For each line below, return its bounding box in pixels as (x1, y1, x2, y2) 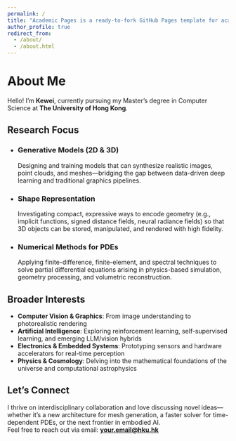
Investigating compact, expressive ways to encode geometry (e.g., (17, 209, 211, 218)
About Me (7, 73, 66, 89)
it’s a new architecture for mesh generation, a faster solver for (32, 410, 212, 419)
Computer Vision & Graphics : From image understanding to (17, 312, 192, 320)
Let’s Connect (7, 384, 70, 397)
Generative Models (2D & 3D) (17, 145, 119, 155)
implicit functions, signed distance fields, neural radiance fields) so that (17, 217, 225, 225)
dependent (7, 418, 39, 426)
